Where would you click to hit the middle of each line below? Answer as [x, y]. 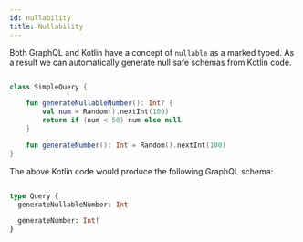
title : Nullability [47, 26]
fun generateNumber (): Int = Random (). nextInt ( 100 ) [126, 145]
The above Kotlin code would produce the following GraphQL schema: [141, 171]
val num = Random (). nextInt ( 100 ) [106, 112]
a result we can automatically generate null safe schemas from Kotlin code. [151, 62]
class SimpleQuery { [49, 87]
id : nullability [40, 18]
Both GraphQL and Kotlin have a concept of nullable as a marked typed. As [152, 52]
